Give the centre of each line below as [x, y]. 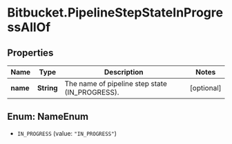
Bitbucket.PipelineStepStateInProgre [115, 13]
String [47, 88]
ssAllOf [29, 27]
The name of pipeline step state [116, 84]
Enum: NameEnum [48, 117]
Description [124, 72]
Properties [30, 53]
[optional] [205, 88]
